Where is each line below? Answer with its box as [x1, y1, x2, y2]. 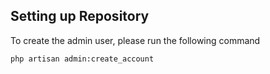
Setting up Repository [10, 8, 150, 25]
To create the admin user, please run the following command [10, 34, 261, 46]
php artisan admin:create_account [10, 54, 155, 64]
